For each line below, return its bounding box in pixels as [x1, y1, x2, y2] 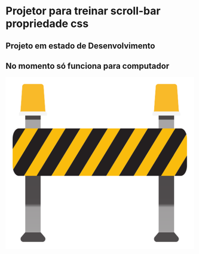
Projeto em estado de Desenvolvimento [5, 41, 155, 51]
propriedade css [5, 17, 89, 30]
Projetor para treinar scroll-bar [5, 4, 161, 18]
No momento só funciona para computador [5, 61, 170, 71]
